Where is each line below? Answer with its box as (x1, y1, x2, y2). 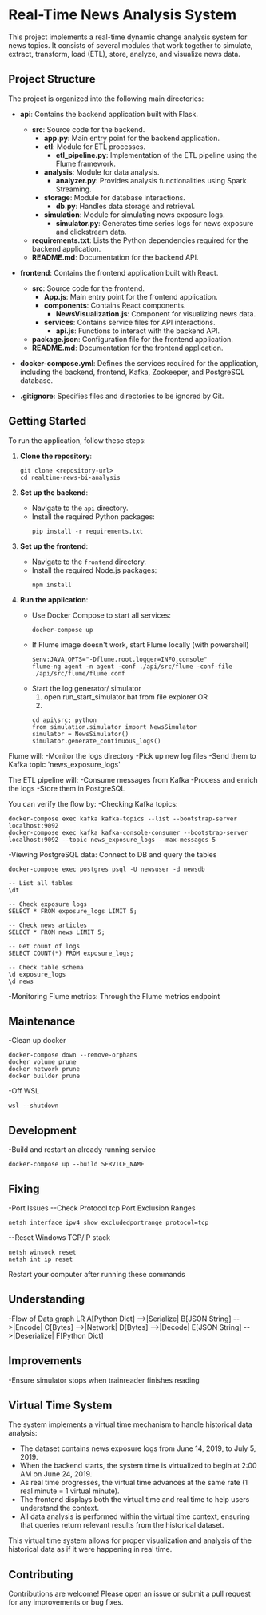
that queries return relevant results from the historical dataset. (19, 1520, 225, 1530)
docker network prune (8, 1065, 81, 1073)
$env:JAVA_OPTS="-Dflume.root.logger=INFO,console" (31, 655, 208, 663)
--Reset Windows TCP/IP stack (8, 1233, 110, 1242)
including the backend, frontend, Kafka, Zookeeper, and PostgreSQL (19, 367, 245, 377)
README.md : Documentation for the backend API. (31, 252, 199, 262)
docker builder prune (8, 1072, 81, 1081)
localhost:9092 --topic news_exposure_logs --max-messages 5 (8, 836, 216, 844)
